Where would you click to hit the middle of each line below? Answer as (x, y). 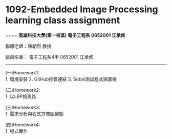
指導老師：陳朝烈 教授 (28, 46)
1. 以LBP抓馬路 (21, 96)
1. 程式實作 (17, 131)
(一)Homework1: (22, 72)
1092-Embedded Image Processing (82, 9)
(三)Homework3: (23, 107)
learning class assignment (63, 20)
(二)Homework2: (23, 90)
